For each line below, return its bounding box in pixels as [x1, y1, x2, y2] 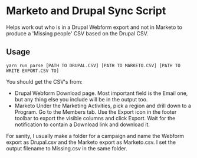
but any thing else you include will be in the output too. [14, 96, 148, 103]
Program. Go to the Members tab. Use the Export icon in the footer [14, 108, 177, 116]
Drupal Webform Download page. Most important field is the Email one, [14, 90, 188, 97]
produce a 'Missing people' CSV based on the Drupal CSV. [6, 29, 149, 37]
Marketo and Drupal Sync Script [6, 4, 166, 18]
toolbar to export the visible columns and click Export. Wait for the [14, 114, 176, 121]
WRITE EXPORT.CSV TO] [6, 68, 60, 74]
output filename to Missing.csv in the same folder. [6, 144, 128, 152]
